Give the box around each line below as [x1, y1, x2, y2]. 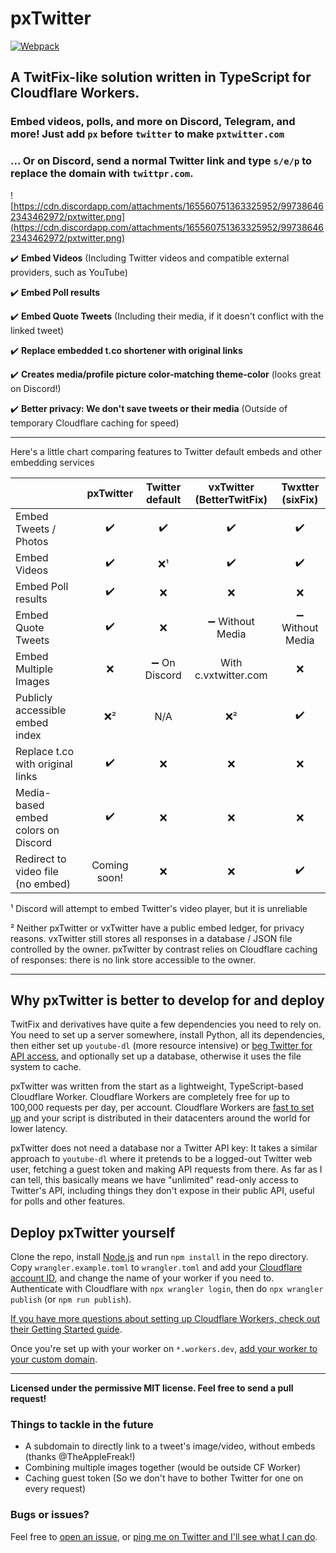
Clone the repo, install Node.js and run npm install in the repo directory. [10, 1251, 309, 1263]
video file [15, 864, 59, 878]
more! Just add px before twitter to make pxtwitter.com [10, 127, 285, 141]
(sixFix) [281, 492, 319, 506]
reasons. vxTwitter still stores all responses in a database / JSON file [10, 932, 293, 944]
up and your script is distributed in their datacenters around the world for [10, 1112, 312, 1124]
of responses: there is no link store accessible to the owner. [10, 953, 257, 966]
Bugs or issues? [10, 1508, 90, 1522]
